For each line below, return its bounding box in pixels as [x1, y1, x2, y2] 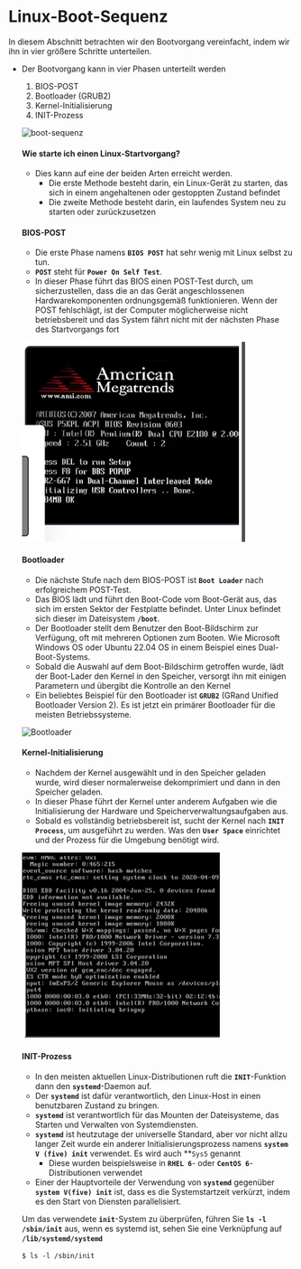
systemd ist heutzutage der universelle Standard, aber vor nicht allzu [34, 1128, 287, 1140]
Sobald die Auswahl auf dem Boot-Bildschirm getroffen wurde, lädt [34, 661, 285, 672]
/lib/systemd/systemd [21, 1234, 103, 1244]
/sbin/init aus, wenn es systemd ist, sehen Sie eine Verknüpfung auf [21, 1223, 283, 1234]
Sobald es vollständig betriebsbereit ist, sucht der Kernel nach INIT [34, 815, 285, 826]
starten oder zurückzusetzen [48, 206, 157, 218]
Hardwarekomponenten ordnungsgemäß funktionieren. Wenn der [34, 296, 278, 306]
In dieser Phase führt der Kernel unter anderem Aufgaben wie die [34, 795, 278, 806]
